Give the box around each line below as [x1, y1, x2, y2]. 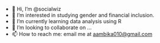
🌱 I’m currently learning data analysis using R [11, 18, 122, 24]
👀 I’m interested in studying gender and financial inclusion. [11, 12, 155, 19]
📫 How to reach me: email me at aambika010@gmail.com [11, 31, 152, 37]
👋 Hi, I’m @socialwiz [11, 6, 61, 12]
